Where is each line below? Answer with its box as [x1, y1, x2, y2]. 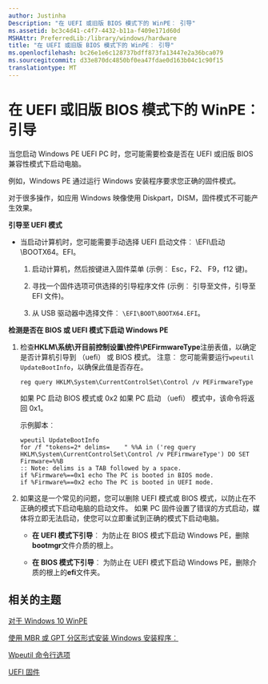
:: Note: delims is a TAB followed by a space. [19, 464, 182, 473]
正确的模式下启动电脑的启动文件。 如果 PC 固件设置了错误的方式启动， [19, 503, 254, 513]
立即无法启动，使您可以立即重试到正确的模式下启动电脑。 [34, 513, 224, 523]
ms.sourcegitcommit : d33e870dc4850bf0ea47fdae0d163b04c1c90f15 [8, 57, 224, 65]
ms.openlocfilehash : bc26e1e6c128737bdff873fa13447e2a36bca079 [8, 49, 224, 57]
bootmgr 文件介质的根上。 [31, 540, 118, 549]
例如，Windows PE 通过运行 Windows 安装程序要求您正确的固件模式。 [8, 175, 241, 185]
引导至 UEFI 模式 [8, 219, 62, 229]
